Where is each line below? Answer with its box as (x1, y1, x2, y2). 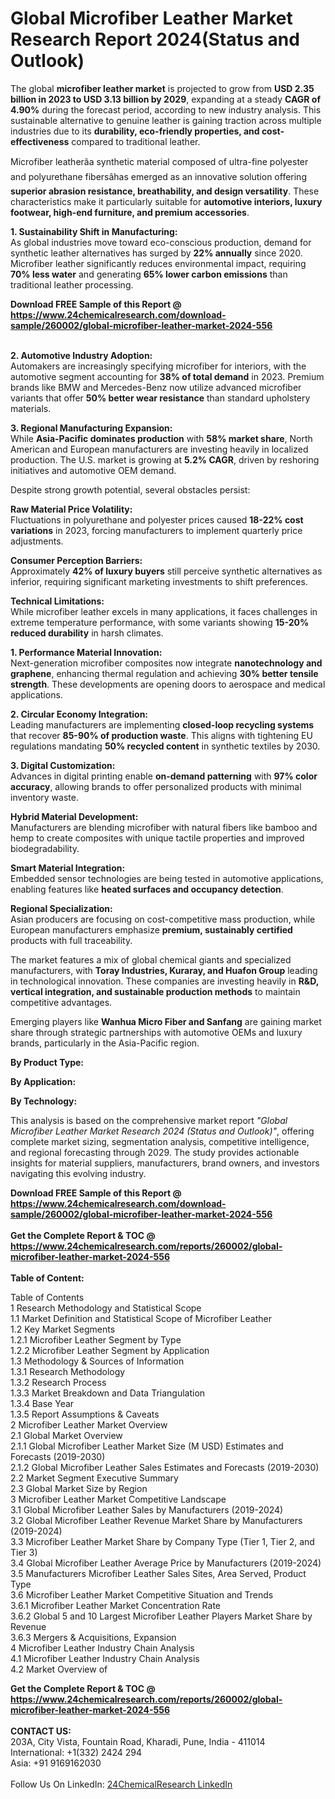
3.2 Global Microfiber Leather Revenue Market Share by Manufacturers (10, 1514, 303, 1526)
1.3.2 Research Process (10, 1376, 107, 1388)
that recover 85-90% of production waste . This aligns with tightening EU (10, 729, 313, 741)
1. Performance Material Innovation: (10, 646, 163, 658)
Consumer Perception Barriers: (10, 554, 143, 566)
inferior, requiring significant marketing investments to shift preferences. (10, 575, 308, 587)
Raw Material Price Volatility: (10, 503, 133, 515)
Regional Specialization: (10, 902, 113, 914)
